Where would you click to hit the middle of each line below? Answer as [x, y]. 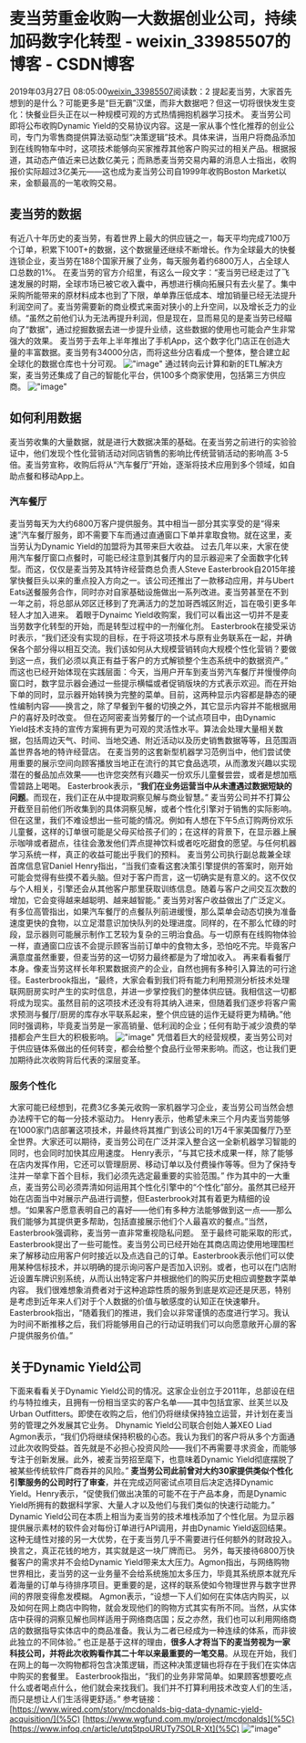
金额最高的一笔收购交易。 [73, 183]
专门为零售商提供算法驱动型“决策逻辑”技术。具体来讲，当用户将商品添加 [160, 137]
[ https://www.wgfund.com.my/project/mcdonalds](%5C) [189, 1718]
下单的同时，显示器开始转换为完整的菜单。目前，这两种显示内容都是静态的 [149, 694]
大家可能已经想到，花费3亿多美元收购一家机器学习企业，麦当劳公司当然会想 [152, 1108]
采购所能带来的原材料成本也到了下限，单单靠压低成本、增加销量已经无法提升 [153, 295]
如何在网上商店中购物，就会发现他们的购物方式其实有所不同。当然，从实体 [157, 1607]
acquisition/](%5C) [45, 1718]
